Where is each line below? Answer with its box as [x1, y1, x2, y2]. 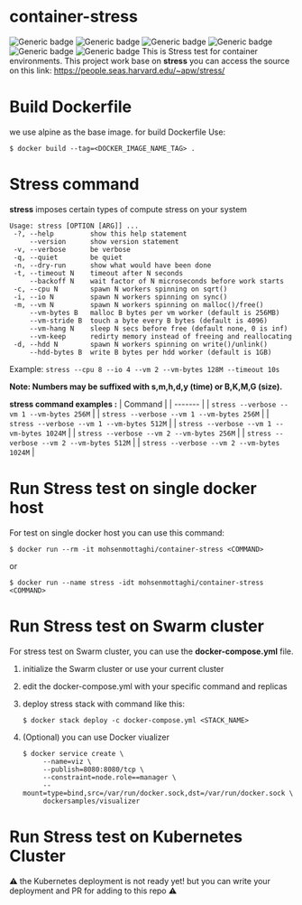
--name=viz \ [42, 757, 92, 766]
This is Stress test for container [142, 45, 259, 56]
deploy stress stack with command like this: [22, 698, 185, 709]
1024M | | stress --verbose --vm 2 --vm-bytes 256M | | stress [45, 427, 272, 438]
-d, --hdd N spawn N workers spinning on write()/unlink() [13, 340, 269, 349]
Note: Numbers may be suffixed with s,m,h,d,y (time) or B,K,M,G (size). [9, 381, 283, 392]
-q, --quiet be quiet [13, 253, 124, 262]
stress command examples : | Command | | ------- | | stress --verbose [9, 398, 277, 409]
